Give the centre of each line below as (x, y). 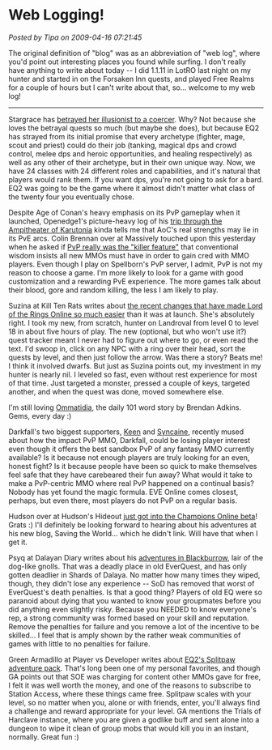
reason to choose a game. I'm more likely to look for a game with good (126, 272)
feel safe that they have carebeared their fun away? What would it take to (130, 475)
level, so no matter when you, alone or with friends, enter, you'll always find (134, 702)
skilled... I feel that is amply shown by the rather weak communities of (125, 635)
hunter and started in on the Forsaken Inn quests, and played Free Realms (132, 79)
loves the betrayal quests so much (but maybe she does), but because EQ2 (134, 128)
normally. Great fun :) (44, 737)
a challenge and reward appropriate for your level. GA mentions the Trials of (135, 711)
